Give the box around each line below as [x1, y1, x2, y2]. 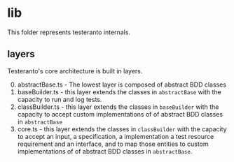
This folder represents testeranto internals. [7, 28, 131, 36]
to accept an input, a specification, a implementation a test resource [17, 132, 214, 140]
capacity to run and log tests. [17, 95, 102, 103]
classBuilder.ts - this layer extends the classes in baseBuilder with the [17, 103, 219, 111]
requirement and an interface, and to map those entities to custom [17, 140, 209, 148]
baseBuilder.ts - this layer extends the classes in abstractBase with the [17, 87, 222, 96]
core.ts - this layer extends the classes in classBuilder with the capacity [17, 124, 227, 133]
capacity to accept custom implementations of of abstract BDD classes [17, 110, 223, 118]
